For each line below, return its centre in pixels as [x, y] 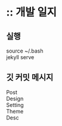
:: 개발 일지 [32, 12]
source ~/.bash [25, 51]
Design [15, 99]
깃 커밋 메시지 [30, 77]
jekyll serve [20, 57]
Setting [15, 105]
